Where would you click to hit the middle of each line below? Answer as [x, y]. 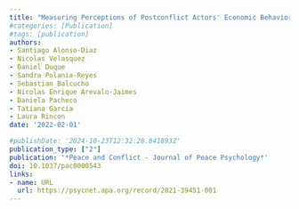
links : [21, 174]
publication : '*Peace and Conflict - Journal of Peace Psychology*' [139, 157]
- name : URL [31, 182]
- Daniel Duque [37, 68]
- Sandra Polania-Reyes [53, 76]
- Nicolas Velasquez [48, 59]
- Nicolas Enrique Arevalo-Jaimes [73, 92]
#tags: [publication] [49, 34]
